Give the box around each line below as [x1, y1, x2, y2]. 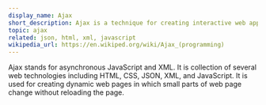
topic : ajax [8, 26, 47, 34]
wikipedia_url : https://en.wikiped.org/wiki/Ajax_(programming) [8, 41, 225, 49]
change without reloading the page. [8, 88, 125, 97]
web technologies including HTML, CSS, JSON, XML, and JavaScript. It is [8, 71, 248, 81]
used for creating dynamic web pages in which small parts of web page [8, 80, 242, 89]
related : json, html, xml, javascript [8, 33, 136, 42]
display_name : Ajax [8, 11, 73, 20]
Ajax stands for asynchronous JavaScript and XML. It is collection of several [8, 62, 257, 72]
